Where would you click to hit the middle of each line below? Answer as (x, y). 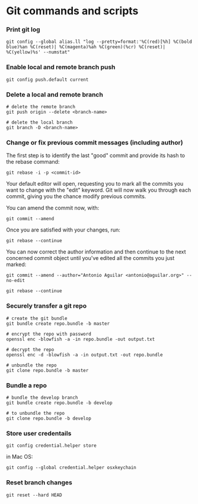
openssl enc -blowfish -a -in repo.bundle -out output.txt (81, 339)
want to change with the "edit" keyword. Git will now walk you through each (99, 190)
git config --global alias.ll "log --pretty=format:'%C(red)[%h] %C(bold (99, 42)
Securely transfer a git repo (47, 306)
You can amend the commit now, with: (53, 208)
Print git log (23, 30)
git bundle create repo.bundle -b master (58, 323)
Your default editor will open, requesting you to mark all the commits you (95, 184)
